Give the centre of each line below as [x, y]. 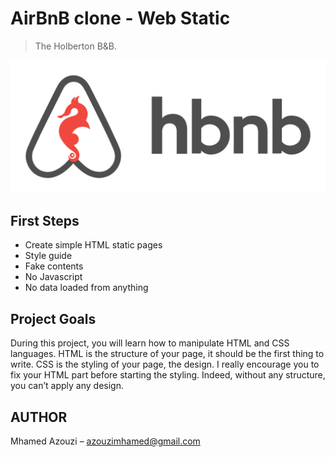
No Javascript [53, 277]
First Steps [45, 220]
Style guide [48, 256]
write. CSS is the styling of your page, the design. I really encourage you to [165, 364]
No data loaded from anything [86, 288]
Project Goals [53, 318]
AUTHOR [39, 417]
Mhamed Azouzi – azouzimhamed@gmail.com [105, 441]
